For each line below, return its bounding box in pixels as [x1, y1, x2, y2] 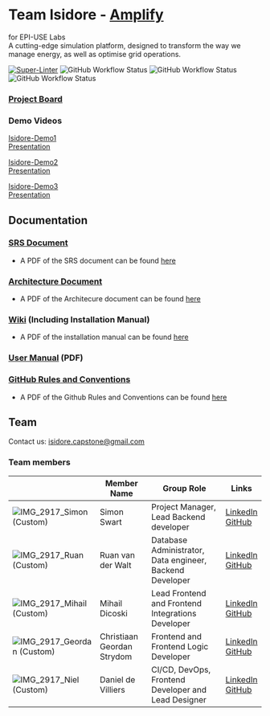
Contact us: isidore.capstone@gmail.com [8, 436, 145, 447]
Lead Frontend [151, 587, 207, 599]
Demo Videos [8, 115, 63, 126]
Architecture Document [8, 276, 103, 287]
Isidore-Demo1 [8, 133, 57, 143]
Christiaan [99, 631, 139, 642]
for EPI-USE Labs [8, 32, 66, 42]
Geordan [99, 640, 133, 652]
